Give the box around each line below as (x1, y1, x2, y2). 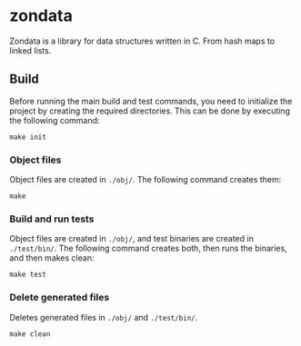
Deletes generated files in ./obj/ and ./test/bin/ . (9, 311, 198, 322)
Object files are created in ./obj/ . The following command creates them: (9, 174, 282, 185)
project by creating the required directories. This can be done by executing (9, 105, 291, 116)
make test (9, 270, 47, 280)
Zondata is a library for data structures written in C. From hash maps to (9, 35, 276, 46)
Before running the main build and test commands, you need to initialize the (9, 95, 293, 106)
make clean (9, 329, 51, 339)
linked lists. (9, 44, 52, 55)
